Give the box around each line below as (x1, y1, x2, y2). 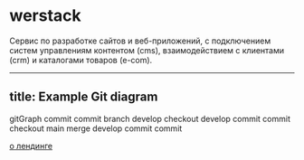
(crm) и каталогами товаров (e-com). (9, 54, 153, 65)
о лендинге (9, 140, 52, 151)
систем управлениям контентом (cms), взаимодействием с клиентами (9, 44, 285, 55)
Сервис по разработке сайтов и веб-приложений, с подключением (9, 35, 271, 46)
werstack (9, 5, 81, 26)
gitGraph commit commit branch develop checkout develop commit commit (9, 113, 291, 124)
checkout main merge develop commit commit (9, 123, 183, 134)
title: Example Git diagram (9, 89, 158, 105)
